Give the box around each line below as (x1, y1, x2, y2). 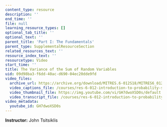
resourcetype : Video (5, 58, 48, 63)
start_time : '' (5, 62, 37, 67)
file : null (5, 21, 28, 26)
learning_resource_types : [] (5, 26, 66, 31)
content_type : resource (5, 7, 55, 12)
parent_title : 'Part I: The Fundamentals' (5, 40, 94, 44)
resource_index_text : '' (5, 53, 57, 58)
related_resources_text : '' (5, 48, 64, 53)
